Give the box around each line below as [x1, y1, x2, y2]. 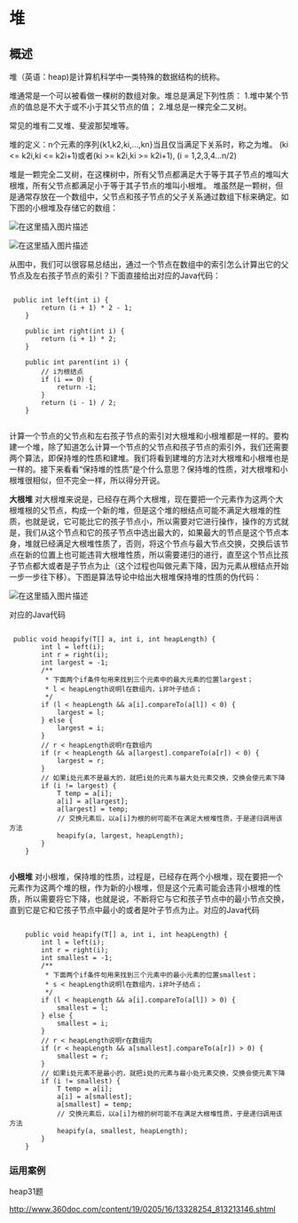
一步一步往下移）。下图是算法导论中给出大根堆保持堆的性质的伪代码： [9, 572, 262, 582]
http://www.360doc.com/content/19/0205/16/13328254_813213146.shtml [9, 1204, 277, 1215]
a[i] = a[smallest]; [56, 1092, 133, 1101]
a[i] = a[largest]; [56, 797, 129, 806]
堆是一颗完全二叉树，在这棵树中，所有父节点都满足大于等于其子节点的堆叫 [9, 170, 281, 179]
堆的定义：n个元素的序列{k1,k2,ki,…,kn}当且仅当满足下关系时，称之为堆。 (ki [9, 139, 289, 149]
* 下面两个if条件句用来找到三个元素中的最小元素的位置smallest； [44, 971, 258, 980]
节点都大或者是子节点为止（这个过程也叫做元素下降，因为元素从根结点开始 [16, 560, 289, 571]
